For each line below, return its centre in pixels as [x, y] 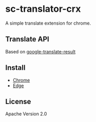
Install [15, 68]
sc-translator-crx [43, 9]
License [18, 101]
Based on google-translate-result [41, 51]
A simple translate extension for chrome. [48, 23]
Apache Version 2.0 [26, 114]
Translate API [27, 39]
